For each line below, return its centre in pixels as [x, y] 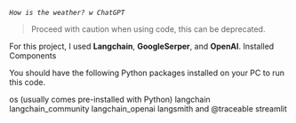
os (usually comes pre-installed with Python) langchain [110, 99]
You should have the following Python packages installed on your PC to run [147, 73]
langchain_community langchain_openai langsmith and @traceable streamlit [148, 109]
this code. [28, 82]
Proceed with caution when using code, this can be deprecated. [148, 29]
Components [33, 56]
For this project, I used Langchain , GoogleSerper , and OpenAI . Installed [142, 46]
